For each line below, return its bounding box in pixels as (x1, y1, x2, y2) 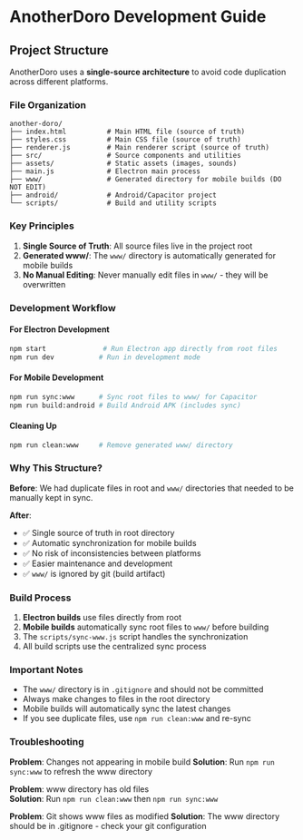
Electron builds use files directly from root (22, 612, 181, 623)
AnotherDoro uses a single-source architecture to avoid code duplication (9, 66, 287, 77)
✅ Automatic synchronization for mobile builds (22, 537, 197, 548)
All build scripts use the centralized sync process (22, 641, 207, 652)
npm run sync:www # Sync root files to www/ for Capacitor (9, 392, 258, 401)
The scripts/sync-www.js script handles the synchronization (22, 631, 249, 642)
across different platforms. (9, 76, 109, 87)
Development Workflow (9, 301, 116, 314)
